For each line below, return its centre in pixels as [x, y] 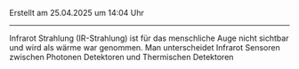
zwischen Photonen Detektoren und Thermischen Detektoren [121, 57]
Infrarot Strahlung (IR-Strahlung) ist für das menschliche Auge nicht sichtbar [149, 38]
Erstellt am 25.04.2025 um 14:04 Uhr [77, 13]
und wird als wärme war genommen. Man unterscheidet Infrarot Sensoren [145, 47]
